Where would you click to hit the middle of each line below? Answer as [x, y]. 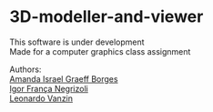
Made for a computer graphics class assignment [100, 51]
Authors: [25, 69]
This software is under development [77, 42]
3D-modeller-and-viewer [106, 17]
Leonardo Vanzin [41, 98]
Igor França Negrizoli [49, 88]
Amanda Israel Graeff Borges [64, 78]
